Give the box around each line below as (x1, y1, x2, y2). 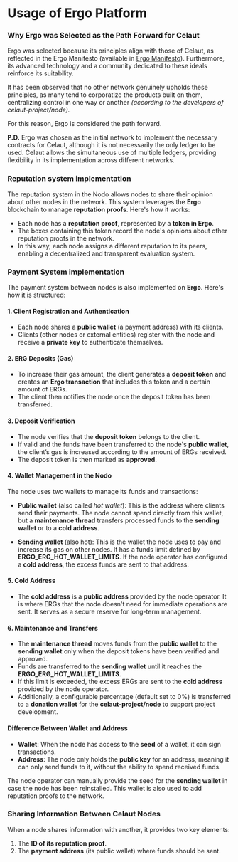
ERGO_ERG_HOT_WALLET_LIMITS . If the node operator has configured (17, 552, 227, 561)
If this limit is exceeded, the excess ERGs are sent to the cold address (17, 678, 222, 686)
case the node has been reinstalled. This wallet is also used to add (7, 784, 202, 792)
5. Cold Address (7, 577, 55, 585)
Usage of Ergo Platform (7, 5, 147, 21)
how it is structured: (7, 290, 66, 300)
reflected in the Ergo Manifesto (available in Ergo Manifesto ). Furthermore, (7, 54, 225, 63)
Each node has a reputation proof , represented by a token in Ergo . (17, 219, 215, 227)
